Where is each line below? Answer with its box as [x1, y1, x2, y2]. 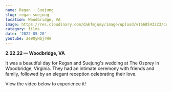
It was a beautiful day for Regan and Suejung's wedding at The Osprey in [5, 60, 160, 66]
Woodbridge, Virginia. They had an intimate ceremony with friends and [5, 65, 155, 72]
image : [5, 21, 19, 27]
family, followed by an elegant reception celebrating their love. [5, 71, 137, 77]
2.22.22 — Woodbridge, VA [5, 50, 65, 56]
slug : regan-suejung [5, 12, 50, 17]
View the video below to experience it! [5, 80, 86, 87]
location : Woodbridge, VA [5, 17, 60, 22]
